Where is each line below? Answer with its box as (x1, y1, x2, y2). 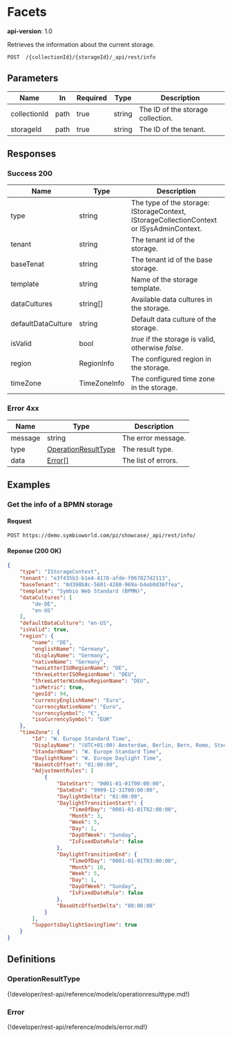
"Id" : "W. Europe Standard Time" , (32, 736, 131, 742)
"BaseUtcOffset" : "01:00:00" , (32, 761, 119, 768)
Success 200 (7, 169, 53, 178)
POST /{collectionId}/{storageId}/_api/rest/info (7, 53, 156, 61)
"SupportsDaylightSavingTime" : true (32, 921, 137, 929)
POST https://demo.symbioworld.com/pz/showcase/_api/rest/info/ (7, 532, 196, 539)
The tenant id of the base (130, 255, 213, 265)
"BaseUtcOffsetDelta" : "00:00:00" (56, 902, 156, 909)
